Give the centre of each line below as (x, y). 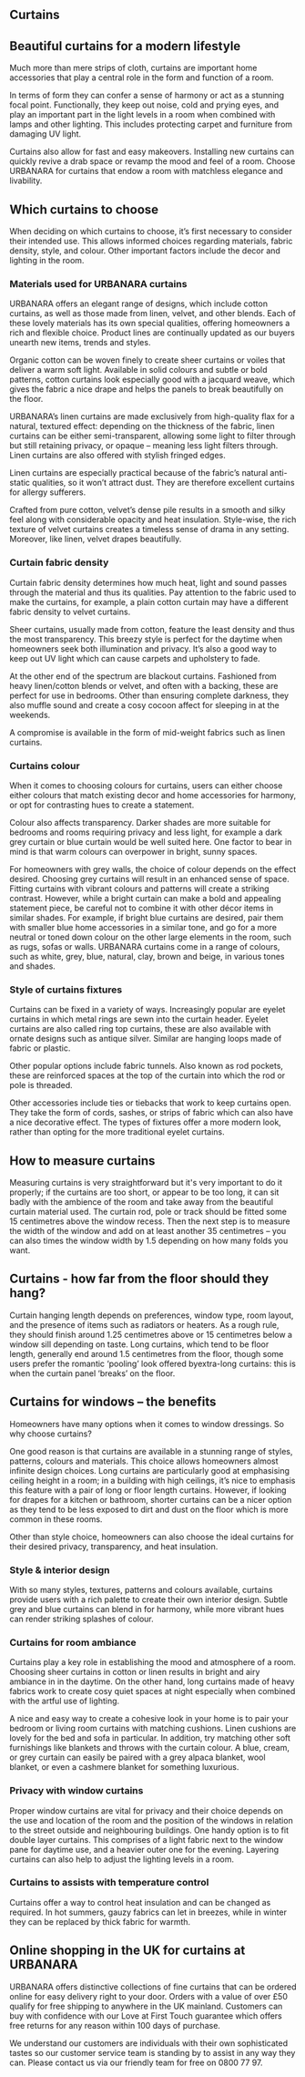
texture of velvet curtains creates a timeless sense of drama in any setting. (149, 530)
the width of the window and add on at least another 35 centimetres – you (148, 1231)
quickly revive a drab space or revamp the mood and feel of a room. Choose (152, 161)
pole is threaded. (41, 1085)
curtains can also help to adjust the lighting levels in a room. (122, 1859)
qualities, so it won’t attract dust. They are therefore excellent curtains (163, 483)
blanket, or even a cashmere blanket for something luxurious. (124, 1767)
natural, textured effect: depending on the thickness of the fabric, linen (142, 427)
